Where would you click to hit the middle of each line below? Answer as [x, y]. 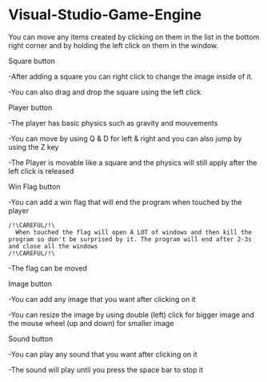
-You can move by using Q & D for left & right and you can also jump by [125, 139]
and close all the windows [53, 246]
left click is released [41, 171]
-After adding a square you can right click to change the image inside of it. [131, 76]
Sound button [31, 339]
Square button [32, 61]
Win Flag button [34, 187]
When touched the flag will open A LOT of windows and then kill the [133, 232]
